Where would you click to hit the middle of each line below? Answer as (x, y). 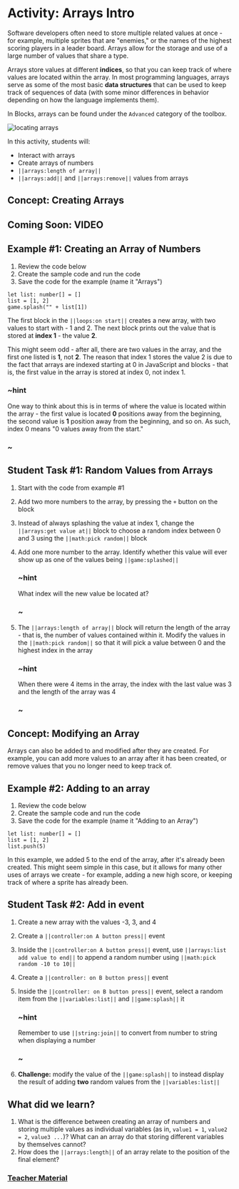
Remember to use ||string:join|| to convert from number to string (117, 1033)
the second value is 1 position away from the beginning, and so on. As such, (119, 421)
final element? (38, 1160)
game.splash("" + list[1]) (47, 307)
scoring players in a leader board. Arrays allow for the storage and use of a (118, 48)
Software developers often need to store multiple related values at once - (115, 33)
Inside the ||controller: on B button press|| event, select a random (120, 991)
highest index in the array (55, 651)
